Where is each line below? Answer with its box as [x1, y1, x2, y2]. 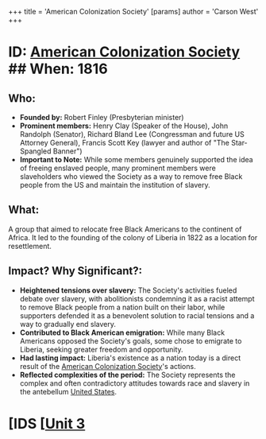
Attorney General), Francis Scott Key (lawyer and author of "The [19, 138, 230, 147]
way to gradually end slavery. [19, 319, 117, 328]
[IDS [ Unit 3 [8, 414, 86, 433]
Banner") [52, 146, 83, 156]
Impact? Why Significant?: [8, 264, 143, 278]
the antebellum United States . [19, 387, 118, 396]
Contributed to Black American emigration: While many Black [19, 328, 225, 337]
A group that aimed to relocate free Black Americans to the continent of [8, 224, 242, 234]
